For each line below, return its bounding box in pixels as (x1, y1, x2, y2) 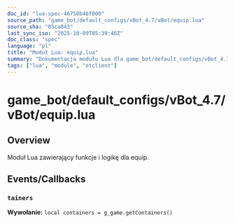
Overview (7, 134, 51, 146)
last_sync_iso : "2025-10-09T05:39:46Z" (7, 29, 124, 37)
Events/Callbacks (7, 174, 86, 185)
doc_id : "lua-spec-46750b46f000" (7, 10, 105, 17)
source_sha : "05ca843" (7, 23, 73, 30)
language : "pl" (7, 43, 52, 49)
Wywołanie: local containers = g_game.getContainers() (7, 208, 173, 217)
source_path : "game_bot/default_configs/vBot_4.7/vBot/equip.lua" (7, 17, 205, 24)
